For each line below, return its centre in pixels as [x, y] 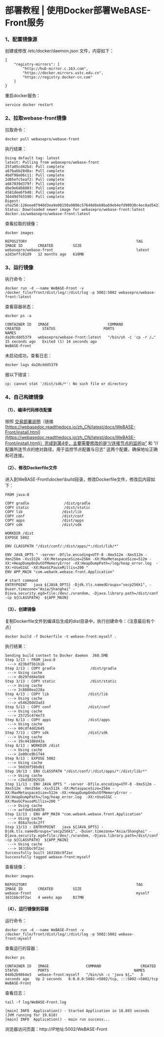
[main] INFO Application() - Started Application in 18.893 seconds [77, 1011]
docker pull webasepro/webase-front [42, 139]
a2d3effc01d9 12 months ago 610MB [44, 254]
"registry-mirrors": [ [37, 65]
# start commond [21, 581]
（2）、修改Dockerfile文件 [31, 468]
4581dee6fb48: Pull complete [35, 192]
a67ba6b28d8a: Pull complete [35, 171]
